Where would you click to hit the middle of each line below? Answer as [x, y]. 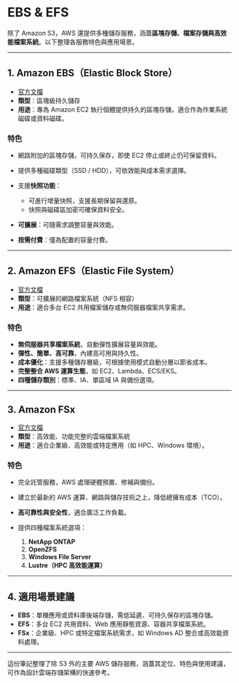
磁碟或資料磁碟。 [43, 118]
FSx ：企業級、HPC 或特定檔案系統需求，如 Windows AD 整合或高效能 [120, 633]
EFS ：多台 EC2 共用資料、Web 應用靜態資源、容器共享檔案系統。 [113, 624]
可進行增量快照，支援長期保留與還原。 [84, 201]
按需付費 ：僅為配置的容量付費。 [64, 240]
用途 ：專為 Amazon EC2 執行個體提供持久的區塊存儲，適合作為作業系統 [122, 109]
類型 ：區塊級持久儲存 [49, 100]
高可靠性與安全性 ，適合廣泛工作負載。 [74, 512]
